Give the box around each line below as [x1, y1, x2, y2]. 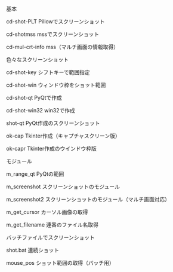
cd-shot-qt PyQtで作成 [6, 94, 63, 101]
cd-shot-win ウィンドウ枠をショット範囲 [6, 81, 106, 88]
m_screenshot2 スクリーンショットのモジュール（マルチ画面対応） [6, 196, 171, 203]
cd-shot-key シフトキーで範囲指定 [6, 69, 91, 76]
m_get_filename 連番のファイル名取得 [6, 221, 98, 228]
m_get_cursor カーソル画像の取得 [6, 209, 88, 215]
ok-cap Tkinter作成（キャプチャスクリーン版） [6, 132, 121, 139]
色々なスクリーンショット [6, 56, 69, 63]
